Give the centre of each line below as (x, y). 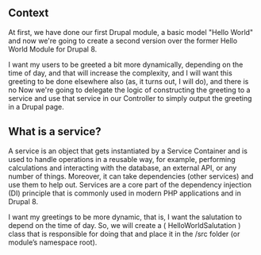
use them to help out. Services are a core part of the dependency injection (130, 184)
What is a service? (55, 131)
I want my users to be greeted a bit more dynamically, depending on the (126, 64)
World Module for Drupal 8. (53, 49)
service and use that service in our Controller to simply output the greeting (130, 98)
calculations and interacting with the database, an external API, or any (123, 168)
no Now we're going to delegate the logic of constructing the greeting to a (129, 90)
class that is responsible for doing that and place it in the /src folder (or (124, 234)
